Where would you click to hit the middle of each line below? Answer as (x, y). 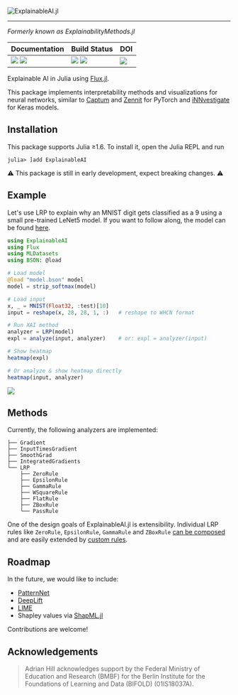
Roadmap (29, 562)
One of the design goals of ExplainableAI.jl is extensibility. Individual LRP (113, 524)
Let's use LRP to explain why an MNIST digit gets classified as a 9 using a (115, 212)
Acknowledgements (53, 651)
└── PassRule (39, 512)
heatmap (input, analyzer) (45, 377)
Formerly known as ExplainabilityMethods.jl (71, 31)
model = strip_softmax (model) (52, 286)
